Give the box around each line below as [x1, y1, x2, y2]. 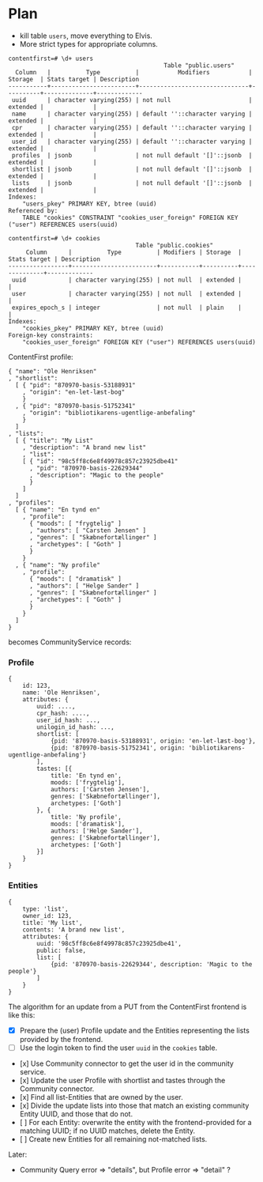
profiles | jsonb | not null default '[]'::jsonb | [11, 151, 253, 159]
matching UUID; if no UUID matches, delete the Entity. [19, 1126, 196, 1135]
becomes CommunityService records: [8, 637, 132, 647]
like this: [8, 1010, 36, 1020]
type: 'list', [22, 904, 69, 913]
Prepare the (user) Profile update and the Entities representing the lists [19, 1025, 250, 1035]
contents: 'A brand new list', [22, 926, 126, 934]
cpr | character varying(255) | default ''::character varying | [11, 123, 253, 131]
